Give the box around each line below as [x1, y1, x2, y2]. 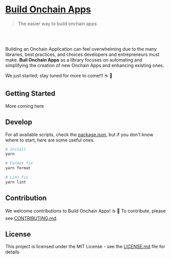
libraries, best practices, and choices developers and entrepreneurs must [5, 51, 160, 57]
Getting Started [5, 89, 56, 98]
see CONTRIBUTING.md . [5, 215, 58, 221]
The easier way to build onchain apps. [17, 21, 99, 27]
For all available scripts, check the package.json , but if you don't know [5, 131, 154, 137]
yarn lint [5, 180, 27, 185]
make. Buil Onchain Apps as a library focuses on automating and [5, 56, 143, 63]
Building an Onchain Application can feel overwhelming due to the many [5, 46, 157, 52]
